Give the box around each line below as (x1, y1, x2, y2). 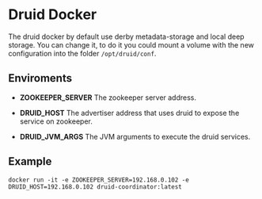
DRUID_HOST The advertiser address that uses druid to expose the (19, 108, 240, 117)
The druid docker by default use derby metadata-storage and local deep (8, 32, 245, 41)
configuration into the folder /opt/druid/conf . (8, 48, 157, 58)
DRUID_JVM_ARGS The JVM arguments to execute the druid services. (19, 132, 251, 141)
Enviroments (8, 71, 73, 85)
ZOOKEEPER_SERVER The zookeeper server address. (19, 93, 196, 102)
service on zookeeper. (19, 117, 93, 126)
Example (8, 155, 52, 168)
